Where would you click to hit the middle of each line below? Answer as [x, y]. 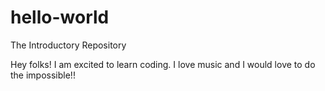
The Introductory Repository [68, 45]
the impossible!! [43, 75]
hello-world [60, 17]
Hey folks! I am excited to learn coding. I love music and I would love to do [163, 64]
